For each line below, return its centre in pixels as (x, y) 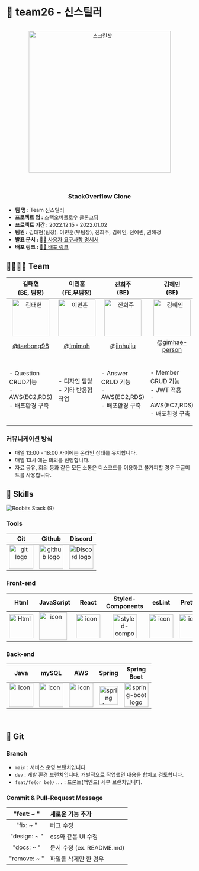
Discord (81, 539)
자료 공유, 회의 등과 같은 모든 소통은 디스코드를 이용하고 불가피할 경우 (94, 468)
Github (51, 539)
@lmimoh (77, 346)
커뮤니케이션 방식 (29, 439)
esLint (161, 602)
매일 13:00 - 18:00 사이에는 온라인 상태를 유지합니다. (76, 453)
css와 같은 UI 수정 (74, 837)
